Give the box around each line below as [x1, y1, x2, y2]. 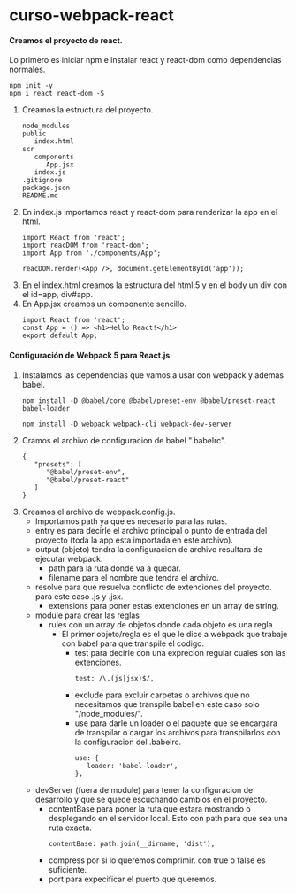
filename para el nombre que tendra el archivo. [48, 572, 219, 582]
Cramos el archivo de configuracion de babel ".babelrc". [21, 435, 227, 445]
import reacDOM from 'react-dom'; [21, 241, 149, 250]
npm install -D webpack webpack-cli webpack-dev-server [21, 420, 232, 428]
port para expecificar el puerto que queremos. [48, 874, 217, 884]
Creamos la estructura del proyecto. [21, 104, 154, 115]
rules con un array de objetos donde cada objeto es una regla [48, 619, 273, 629]
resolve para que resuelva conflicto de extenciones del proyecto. [34, 581, 272, 592]
